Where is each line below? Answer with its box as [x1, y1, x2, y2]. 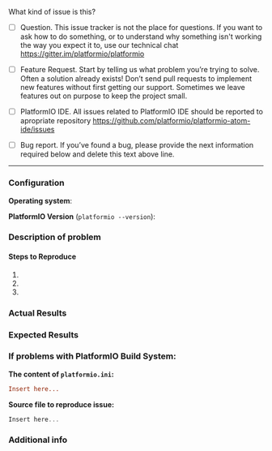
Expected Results [8, 329, 79, 340]
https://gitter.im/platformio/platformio [19, 49, 145, 59]
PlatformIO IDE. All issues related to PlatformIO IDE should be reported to [19, 107, 263, 117]
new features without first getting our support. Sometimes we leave [19, 83, 245, 92]
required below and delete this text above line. [19, 149, 175, 159]
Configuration [8, 178, 65, 189]
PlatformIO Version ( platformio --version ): [8, 211, 156, 221]
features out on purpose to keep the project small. [19, 91, 188, 101]
